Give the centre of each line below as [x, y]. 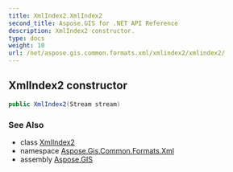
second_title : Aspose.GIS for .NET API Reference [94, 23]
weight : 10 [27, 46]
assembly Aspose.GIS [56, 159]
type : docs [27, 38]
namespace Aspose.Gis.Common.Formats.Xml [97, 150]
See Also [26, 125]
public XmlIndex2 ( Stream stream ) [64, 104]
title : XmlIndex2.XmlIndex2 [56, 16]
